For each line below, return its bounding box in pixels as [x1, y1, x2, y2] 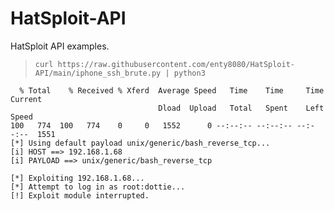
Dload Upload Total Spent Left [158, 103, 325, 113]
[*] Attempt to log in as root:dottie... [10, 182, 186, 192]
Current [10, 94, 43, 104]
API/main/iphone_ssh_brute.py [34, 68, 162, 78]
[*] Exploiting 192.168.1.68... [10, 173, 145, 183]
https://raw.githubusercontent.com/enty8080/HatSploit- [57, 59, 296, 69]
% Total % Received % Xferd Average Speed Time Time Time [19, 85, 325, 96]
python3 [173, 68, 206, 78]
